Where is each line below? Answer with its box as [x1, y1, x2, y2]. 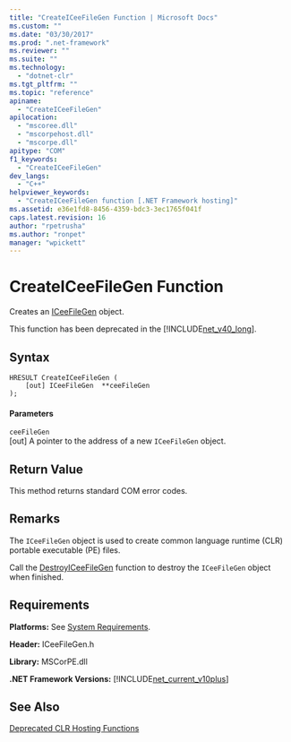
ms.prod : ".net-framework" [9, 38, 110, 47]
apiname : [9, 96, 42, 106]
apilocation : [9, 113, 58, 122]
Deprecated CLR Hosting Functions [9, 723, 140, 734]
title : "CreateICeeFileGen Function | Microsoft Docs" [9, 13, 218, 22]
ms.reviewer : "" [9, 47, 70, 56]
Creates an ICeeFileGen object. [9, 306, 124, 317]
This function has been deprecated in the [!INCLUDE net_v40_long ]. [9, 324, 257, 334]
